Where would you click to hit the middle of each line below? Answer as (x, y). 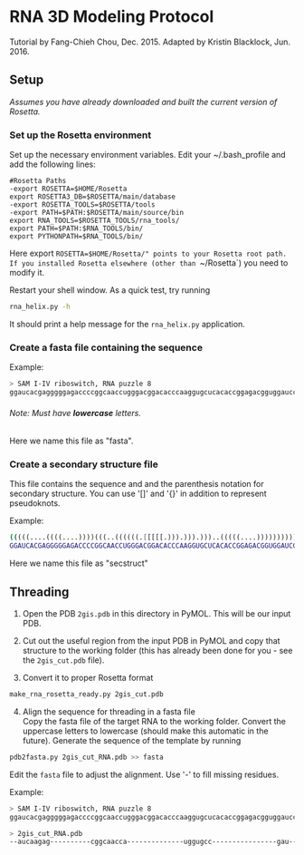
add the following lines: (53, 164)
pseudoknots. (35, 503)
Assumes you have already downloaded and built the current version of (143, 102)
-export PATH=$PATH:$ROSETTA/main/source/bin (96, 213)
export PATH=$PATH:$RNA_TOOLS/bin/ (76, 228)
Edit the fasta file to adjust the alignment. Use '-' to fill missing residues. (144, 774)
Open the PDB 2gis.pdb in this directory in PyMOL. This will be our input (157, 614)
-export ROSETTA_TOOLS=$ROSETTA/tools (82, 205)
